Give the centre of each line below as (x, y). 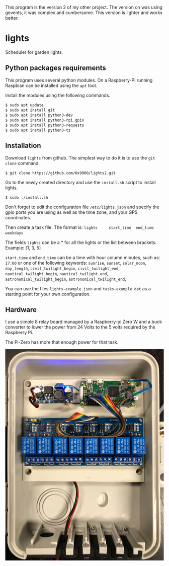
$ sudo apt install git (30, 110)
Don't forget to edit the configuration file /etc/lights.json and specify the (82, 207)
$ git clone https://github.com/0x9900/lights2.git (60, 173)
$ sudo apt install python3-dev (39, 115)
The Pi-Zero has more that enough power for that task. (62, 342)
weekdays (14, 233)
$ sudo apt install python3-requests (45, 125)
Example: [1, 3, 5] (23, 248)
